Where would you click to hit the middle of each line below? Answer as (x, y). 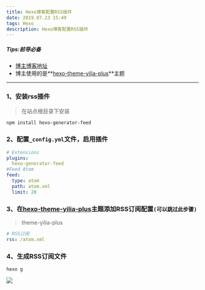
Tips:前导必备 (24, 49)
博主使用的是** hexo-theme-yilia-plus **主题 (70, 73)
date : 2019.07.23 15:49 (37, 18)
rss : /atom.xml (26, 239)
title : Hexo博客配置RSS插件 (39, 12)
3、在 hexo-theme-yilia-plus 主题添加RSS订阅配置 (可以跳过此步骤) (102, 209)
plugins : (17, 158)
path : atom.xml (31, 186)
